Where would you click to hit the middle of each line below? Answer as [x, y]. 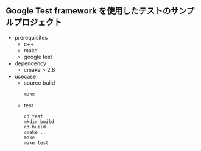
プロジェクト [38, 22]
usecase [25, 76]
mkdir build [39, 121]
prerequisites [31, 37]
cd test [33, 116]
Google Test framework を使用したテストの [88, 11]
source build [39, 83]
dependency [30, 63]
